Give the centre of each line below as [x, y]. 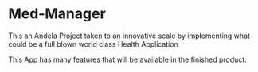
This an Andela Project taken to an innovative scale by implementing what [129, 36]
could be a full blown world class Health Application [94, 44]
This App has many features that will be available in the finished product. [127, 59]
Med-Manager [57, 14]
